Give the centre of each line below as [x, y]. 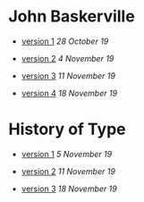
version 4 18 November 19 [69, 93]
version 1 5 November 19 [67, 154]
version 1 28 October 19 [65, 41]
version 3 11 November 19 [68, 76]
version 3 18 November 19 [69, 189]
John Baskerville [72, 17]
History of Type [67, 129]
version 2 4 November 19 [68, 58]
